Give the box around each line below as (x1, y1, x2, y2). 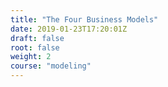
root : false (10, 42, 60, 53)
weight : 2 (10, 52, 52, 62)
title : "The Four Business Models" (10, 14, 159, 25)
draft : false (10, 33, 65, 43)
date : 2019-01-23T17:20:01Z (10, 24, 128, 34)
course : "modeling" (10, 61, 92, 71)
